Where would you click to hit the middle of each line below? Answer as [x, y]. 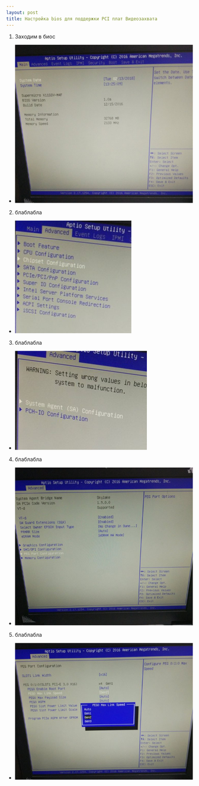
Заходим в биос [35, 36]
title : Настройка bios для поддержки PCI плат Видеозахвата [82, 19]
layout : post [22, 12]
